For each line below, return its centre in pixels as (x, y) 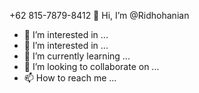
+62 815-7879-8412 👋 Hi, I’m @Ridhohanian (99, 15)
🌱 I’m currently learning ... (77, 56)
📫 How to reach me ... (70, 78)
